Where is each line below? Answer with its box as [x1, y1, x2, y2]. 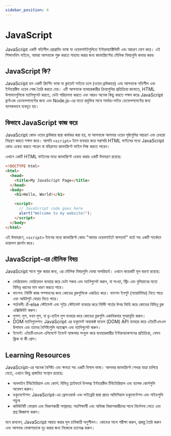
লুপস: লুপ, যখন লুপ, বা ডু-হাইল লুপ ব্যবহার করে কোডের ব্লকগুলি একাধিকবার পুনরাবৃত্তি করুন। [12, 313, 146, 319]
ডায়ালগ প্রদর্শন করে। [5, 240, 36, 246]
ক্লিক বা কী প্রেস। [12, 336, 38, 342]
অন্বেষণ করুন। [12, 386, 35, 392]
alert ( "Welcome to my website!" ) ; [18, 211, 93, 216]
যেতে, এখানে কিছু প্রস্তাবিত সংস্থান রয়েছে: [5, 370, 64, 376]
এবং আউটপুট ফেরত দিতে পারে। [12, 296, 60, 302]
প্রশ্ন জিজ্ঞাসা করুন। [12, 409, 41, 415]
